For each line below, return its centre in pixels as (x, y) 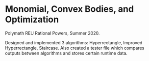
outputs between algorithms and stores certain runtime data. (66, 53)
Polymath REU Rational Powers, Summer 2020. (52, 33)
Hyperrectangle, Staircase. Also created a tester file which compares (75, 48)
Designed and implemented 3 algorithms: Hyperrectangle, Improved (74, 42)
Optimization (32, 19)
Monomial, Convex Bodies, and (69, 9)
